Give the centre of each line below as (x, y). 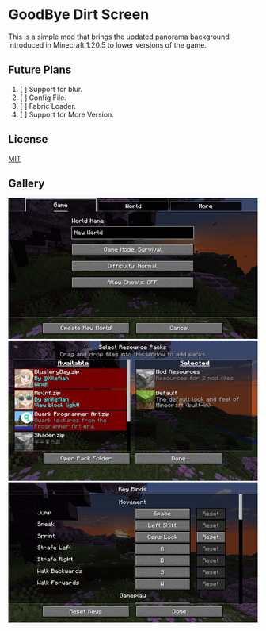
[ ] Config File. (43, 98)
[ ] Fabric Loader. (48, 106)
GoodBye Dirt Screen (79, 15)
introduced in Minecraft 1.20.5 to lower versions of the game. (108, 44)
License (28, 139)
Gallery (27, 183)
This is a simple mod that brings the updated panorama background (119, 37)
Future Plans (40, 70)
